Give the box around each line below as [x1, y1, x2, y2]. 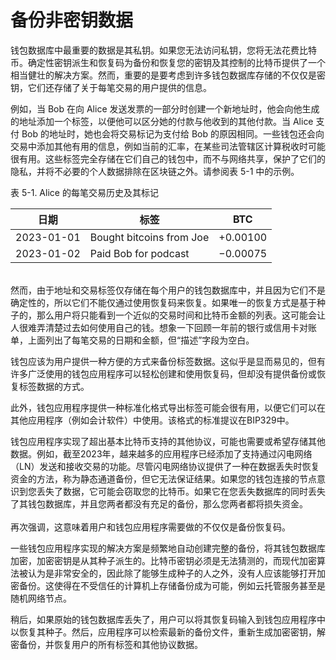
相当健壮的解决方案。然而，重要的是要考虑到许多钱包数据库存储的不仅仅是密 [10, 69, 326, 81]
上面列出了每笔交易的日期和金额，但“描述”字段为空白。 [27, 334, 255, 346]
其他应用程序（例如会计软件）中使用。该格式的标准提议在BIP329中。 [10, 414, 295, 426]
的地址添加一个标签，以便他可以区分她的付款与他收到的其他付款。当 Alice [10, 115, 314, 127]
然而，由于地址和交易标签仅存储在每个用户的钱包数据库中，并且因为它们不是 [10, 284, 326, 296]
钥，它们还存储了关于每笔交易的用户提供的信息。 [10, 81, 212, 93]
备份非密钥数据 [10, 9, 134, 32]
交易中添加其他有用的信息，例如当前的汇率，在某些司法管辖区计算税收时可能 [10, 140, 326, 152]
